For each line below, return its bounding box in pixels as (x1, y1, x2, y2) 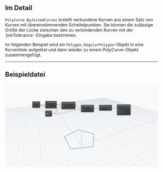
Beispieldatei (5, 70, 46, 79)
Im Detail (5, 4, 33, 12)
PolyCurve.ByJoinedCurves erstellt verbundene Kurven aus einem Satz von (5, 16, 153, 22)
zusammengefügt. (5, 52, 42, 58)
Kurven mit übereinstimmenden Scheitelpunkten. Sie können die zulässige (5, 22, 153, 28)
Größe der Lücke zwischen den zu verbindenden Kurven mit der (5, 27, 133, 33)
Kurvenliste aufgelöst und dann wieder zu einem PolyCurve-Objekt (5, 47, 139, 52)
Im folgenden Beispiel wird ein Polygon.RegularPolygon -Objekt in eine (5, 41, 144, 47)
